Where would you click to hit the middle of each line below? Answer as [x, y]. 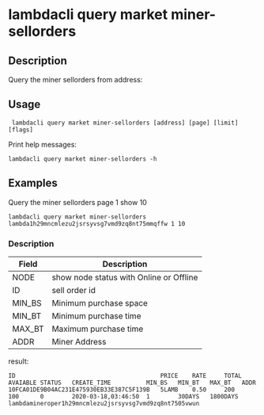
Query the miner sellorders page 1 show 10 [78, 202]
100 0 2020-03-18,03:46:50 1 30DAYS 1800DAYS [123, 396]
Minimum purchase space [100, 303]
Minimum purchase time [96, 316]
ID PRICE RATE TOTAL [125, 375]
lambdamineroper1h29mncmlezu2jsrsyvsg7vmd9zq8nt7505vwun [104, 403]
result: [19, 361]
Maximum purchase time [98, 329]
